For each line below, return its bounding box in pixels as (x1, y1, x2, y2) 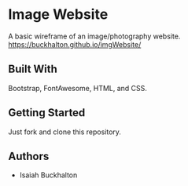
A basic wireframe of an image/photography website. (8, 31, 181, 41)
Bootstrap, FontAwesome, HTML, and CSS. (8, 83, 148, 93)
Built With (8, 63, 57, 76)
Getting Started (8, 106, 86, 119)
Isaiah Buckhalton (19, 170, 78, 180)
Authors (8, 149, 50, 162)
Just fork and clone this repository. (8, 127, 122, 137)
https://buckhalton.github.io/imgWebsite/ (8, 39, 142, 49)
